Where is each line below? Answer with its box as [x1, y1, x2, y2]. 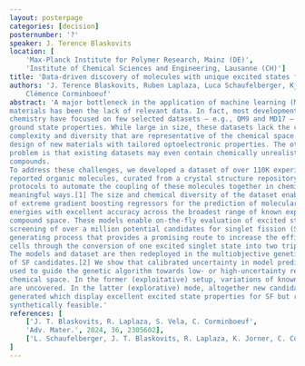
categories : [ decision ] [9, 22, 100, 31]
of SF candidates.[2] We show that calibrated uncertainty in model [9, 258, 274, 268]
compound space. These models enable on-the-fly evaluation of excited [9, 215, 286, 225]
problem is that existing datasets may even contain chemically [9, 148, 258, 157]
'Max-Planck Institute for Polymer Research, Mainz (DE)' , [25, 55, 254, 64]
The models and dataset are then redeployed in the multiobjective [9, 250, 271, 259]
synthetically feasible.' [9, 301, 107, 310]
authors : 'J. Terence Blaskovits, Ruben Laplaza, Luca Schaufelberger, [9, 81, 286, 90]
